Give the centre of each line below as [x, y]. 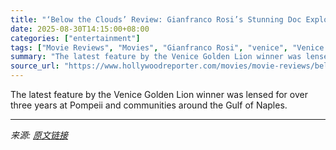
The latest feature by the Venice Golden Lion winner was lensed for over [159, 94]
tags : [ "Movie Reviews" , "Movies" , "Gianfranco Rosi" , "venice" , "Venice [167, 47]
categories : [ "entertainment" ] [75, 38]
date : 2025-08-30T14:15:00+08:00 [80, 29]
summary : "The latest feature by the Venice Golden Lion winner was [156, 57]
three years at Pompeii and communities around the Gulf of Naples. [149, 105]
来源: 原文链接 [39, 135]
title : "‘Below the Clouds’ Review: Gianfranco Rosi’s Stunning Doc [156, 19]
